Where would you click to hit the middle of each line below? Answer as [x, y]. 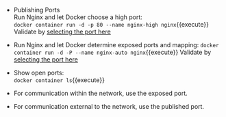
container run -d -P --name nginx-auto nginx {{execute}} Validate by [112, 52]
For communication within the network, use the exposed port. [101, 93]
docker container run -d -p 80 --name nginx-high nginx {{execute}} [111, 24]
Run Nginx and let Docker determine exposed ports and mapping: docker [116, 45]
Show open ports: [39, 73]
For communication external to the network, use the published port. [109, 106]
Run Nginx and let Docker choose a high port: [78, 17]
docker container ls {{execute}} [59, 80]
